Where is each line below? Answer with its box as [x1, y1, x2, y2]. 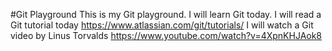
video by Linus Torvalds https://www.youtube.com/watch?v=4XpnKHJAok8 [10, 30, 323, 41]
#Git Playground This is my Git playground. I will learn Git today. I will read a [10, 9, 322, 20]
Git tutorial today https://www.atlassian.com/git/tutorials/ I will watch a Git [10, 19, 314, 31]
